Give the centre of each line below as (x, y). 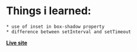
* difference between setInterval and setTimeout (69, 32)
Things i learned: (49, 11)
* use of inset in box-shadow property (55, 27)
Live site (17, 43)
